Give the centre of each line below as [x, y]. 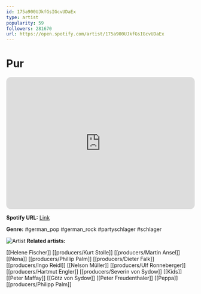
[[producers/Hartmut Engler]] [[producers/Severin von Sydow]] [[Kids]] [94, 272]
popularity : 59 [25, 23]
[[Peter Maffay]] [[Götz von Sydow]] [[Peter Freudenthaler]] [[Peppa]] [92, 278]
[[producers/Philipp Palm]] [39, 284]
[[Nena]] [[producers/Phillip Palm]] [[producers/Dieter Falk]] [80, 259]
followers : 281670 [29, 28]
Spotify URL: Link [28, 218]
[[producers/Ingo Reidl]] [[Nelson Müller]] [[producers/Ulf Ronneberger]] [96, 265]
